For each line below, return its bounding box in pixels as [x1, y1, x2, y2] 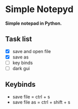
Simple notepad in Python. [5, 20, 62, 26]
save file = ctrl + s [12, 93, 50, 99]
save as [12, 54, 29, 60]
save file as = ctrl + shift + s [12, 99, 70, 105]
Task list [5, 35, 32, 43]
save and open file [12, 48, 51, 54]
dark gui [12, 65, 30, 71]
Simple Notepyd [5, 4, 74, 15]
